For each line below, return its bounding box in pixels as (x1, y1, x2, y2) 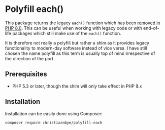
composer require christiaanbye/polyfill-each (5, 120, 102, 125)
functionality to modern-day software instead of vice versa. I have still (5, 45, 147, 51)
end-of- (143, 25, 159, 31)
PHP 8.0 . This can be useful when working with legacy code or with (5, 25, 142, 31)
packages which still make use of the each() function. (12, 30, 122, 36)
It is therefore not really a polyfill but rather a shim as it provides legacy (5, 40, 149, 45)
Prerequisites (5, 70, 47, 79)
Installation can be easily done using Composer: (5, 110, 103, 117)
